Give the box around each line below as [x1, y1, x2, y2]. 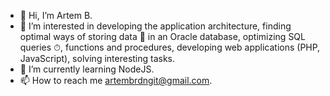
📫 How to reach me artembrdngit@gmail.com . [19, 75, 213, 86]
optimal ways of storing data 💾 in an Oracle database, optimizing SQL [19, 31, 306, 42]
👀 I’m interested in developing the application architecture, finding [19, 20, 292, 32]
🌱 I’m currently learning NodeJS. [19, 63, 155, 75]
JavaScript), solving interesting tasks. [19, 53, 176, 64]
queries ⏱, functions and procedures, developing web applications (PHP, [19, 41, 321, 53]
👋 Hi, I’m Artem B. [19, 10, 93, 21]
